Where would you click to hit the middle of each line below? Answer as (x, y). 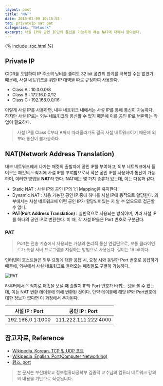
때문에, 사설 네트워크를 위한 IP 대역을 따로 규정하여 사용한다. (62, 80)
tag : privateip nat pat (29, 23)
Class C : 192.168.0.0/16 (36, 100)
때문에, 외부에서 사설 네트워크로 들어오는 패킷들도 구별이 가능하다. (67, 266)
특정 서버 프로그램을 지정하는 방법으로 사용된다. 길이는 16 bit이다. (88, 249)
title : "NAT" (18, 14)
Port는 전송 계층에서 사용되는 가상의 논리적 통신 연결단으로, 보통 (78, 243)
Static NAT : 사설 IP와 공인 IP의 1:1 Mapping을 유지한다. (65, 189)
